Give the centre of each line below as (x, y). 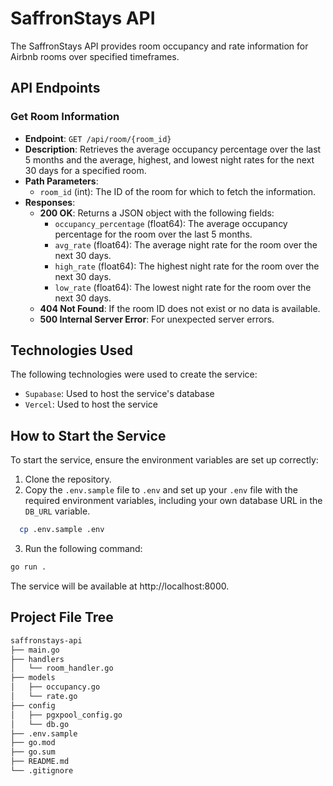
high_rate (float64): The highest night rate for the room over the (187, 266)
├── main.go (35, 650)
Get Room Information (65, 117)
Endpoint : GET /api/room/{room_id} (98, 138)
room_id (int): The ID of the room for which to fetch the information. (177, 191)
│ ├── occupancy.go (55, 687)
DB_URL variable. (57, 511)
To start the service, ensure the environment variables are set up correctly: (164, 460)
